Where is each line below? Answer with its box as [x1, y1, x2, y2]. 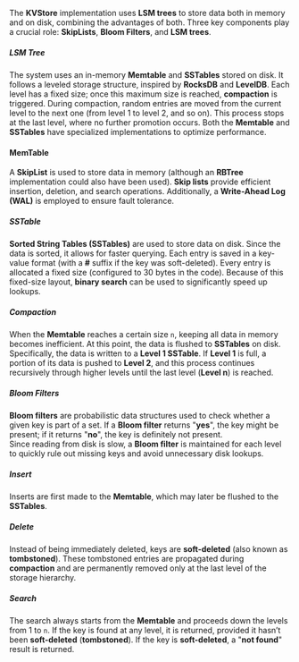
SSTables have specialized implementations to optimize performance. [9, 126, 267, 137]
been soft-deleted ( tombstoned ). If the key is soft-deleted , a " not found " [9, 634, 283, 645]
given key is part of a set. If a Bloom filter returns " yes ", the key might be [9, 420, 279, 430]
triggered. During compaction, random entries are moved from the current [9, 98, 282, 108]
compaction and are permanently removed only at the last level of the [9, 563, 267, 573]
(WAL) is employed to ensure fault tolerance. [9, 196, 175, 207]
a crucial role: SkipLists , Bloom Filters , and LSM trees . [9, 27, 212, 37]
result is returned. [9, 643, 75, 654]
